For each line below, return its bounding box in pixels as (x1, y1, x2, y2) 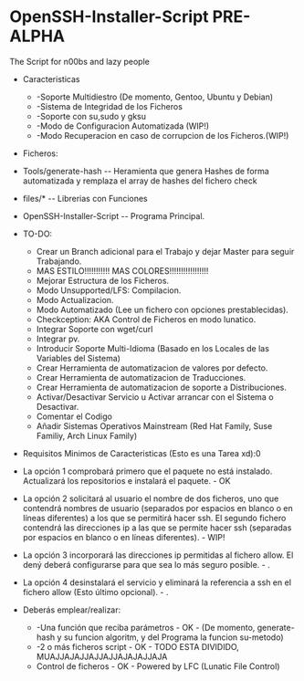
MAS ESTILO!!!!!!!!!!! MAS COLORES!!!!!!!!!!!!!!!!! (36, 265, 209, 276)
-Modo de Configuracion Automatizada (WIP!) (36, 120, 210, 131)
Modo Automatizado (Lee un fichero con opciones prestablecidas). (36, 304, 289, 315)
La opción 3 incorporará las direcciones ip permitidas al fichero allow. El (22, 550, 294, 561)
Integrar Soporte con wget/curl (36, 323, 153, 334)
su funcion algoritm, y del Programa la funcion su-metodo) (63, 632, 284, 643)
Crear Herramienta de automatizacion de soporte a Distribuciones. (36, 382, 288, 393)
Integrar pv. (36, 333, 80, 344)
